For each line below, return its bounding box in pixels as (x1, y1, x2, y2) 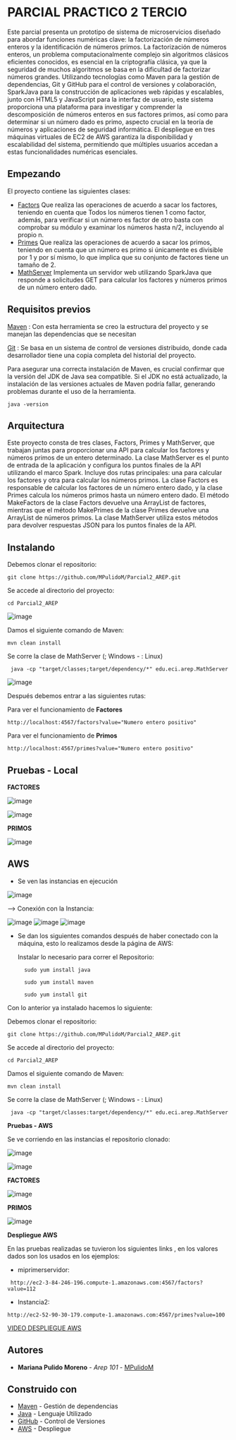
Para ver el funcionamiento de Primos (7, 731, 118, 740)
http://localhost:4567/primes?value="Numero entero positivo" (7, 745, 194, 752)
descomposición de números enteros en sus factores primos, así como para (7, 110, 228, 119)
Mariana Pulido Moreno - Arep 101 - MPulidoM (17, 1363, 154, 1372)
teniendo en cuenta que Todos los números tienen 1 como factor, (17, 208, 206, 216)
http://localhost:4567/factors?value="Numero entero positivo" (7, 719, 197, 726)
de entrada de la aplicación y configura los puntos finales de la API (7, 461, 201, 469)
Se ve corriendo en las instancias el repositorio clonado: (7, 1134, 170, 1144)
